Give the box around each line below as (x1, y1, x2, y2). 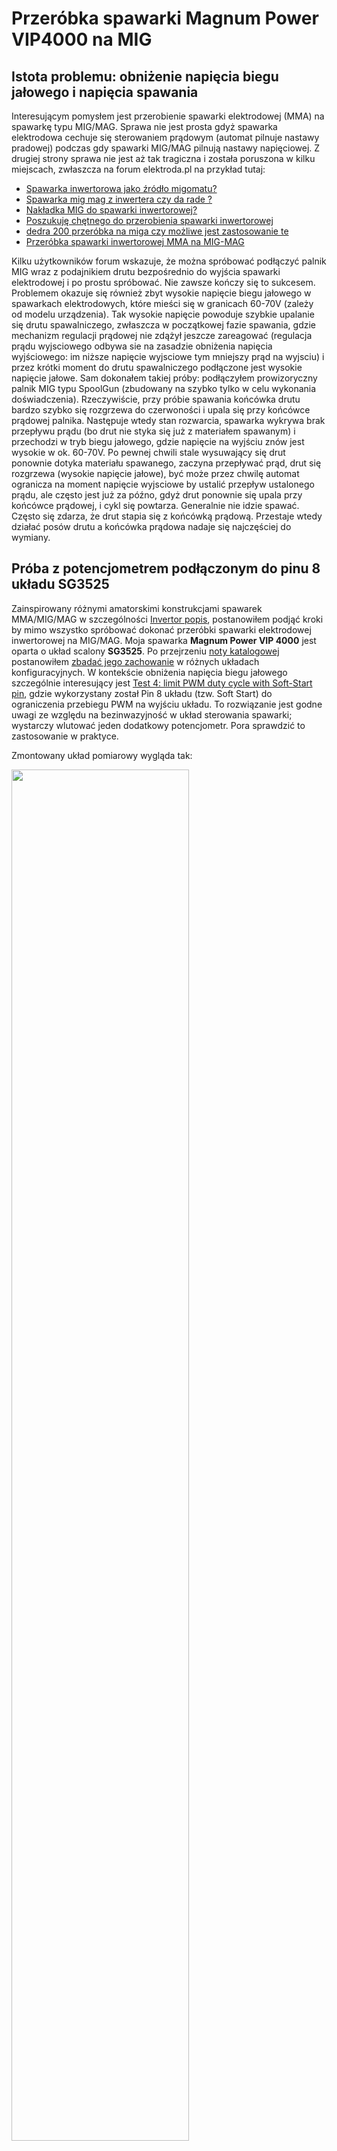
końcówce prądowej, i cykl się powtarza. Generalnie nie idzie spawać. (11, 500, 300, 511)
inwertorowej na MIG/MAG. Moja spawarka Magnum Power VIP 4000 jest (11, 634, 317, 646)
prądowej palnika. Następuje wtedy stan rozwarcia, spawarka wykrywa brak (11, 415, 326, 426)
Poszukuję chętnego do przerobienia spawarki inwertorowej (25, 215, 274, 226)
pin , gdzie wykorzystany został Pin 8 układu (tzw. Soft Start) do (11, 687, 273, 699)
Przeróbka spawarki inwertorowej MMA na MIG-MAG (25, 236, 245, 247)
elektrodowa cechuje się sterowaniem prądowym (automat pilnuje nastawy (11, 132, 320, 143)
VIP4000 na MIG (11, 28, 153, 51)
